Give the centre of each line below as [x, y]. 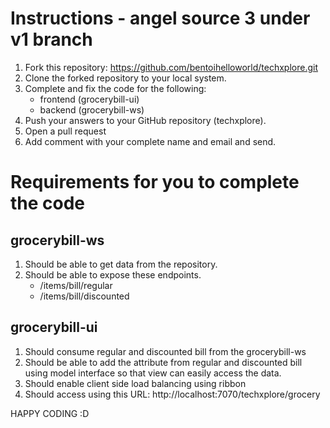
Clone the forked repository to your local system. [125, 78]
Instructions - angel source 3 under [160, 18]
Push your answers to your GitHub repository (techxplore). [145, 120]
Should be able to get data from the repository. [121, 264]
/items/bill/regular [76, 285]
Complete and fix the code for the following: [115, 88]
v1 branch [51, 39]
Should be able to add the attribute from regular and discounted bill [163, 362]
